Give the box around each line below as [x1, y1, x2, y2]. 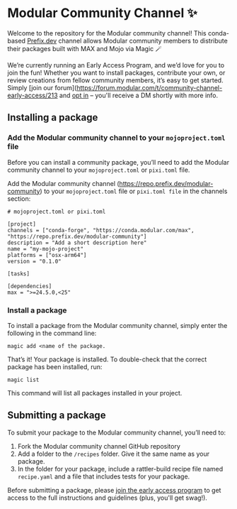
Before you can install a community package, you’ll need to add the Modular [7, 158, 230, 166]
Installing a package [7, 111, 98, 124]
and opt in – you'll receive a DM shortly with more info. [59, 91, 219, 99]
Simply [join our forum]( [7, 83, 77, 92]
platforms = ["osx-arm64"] [7, 251, 87, 258]
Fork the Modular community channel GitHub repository [17, 442, 180, 450]
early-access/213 [7, 91, 58, 99]
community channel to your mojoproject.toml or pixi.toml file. [7, 165, 190, 174]
